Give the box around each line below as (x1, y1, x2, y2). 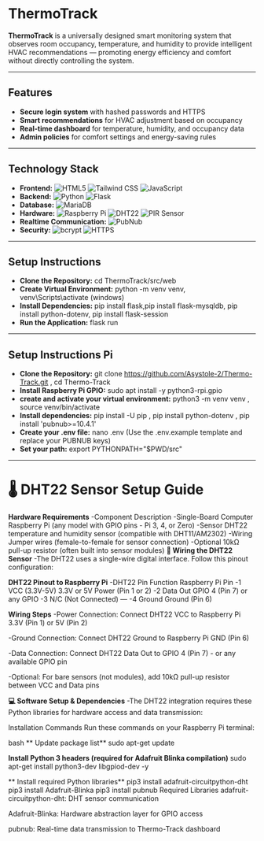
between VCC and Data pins (8, 680, 100, 690)
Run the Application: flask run (19, 318, 119, 328)
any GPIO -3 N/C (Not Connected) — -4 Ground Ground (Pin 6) (8, 595, 212, 604)
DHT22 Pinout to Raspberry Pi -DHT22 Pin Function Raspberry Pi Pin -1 (8, 578, 242, 587)
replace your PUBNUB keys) (19, 436, 112, 446)
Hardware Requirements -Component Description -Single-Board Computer (8, 513, 254, 522)
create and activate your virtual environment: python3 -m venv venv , (19, 395, 250, 404)
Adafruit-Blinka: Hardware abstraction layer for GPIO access (8, 809, 203, 819)
